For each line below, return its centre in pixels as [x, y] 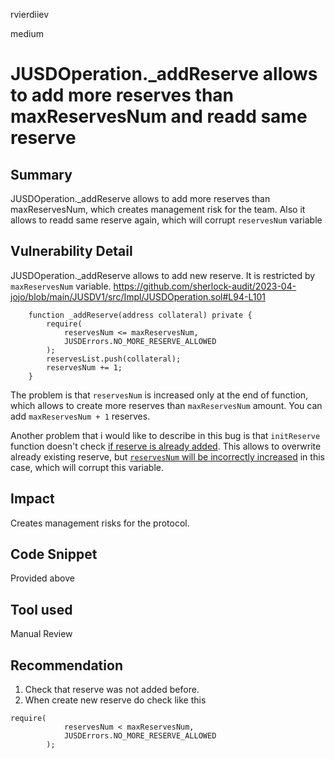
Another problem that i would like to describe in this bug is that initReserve [165, 435]
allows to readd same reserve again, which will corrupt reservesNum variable [166, 220]
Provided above [42, 578]
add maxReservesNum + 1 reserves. [80, 416]
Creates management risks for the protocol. [100, 523]
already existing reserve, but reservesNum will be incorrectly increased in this [167, 456]
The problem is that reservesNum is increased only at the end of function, [159, 395]
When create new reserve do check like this [115, 700]
